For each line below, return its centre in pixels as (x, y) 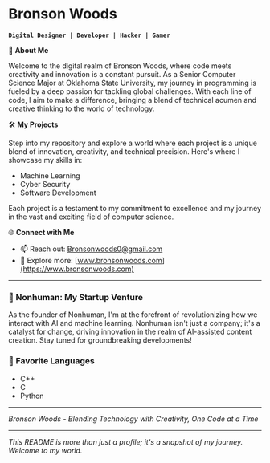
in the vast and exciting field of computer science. (91, 217)
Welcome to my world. (45, 450)
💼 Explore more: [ (49, 260)
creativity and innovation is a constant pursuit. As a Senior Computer (122, 74)
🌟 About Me (29, 50)
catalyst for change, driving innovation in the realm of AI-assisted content (130, 332)
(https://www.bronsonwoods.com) (77, 269)
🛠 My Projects (33, 124)
